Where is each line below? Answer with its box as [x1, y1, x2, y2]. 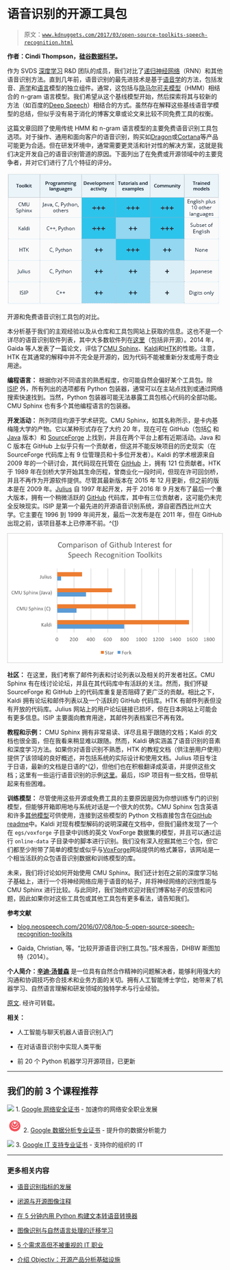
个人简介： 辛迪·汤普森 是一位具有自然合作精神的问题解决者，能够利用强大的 [7, 967, 221, 975]
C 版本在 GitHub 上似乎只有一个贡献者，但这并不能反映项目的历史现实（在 [7, 441, 216, 450]
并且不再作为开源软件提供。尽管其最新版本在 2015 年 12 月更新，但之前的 [7, 476, 214, 484]
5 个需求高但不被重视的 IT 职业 [16, 1241, 104, 1249]
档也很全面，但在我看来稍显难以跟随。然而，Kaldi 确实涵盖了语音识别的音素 [7, 736, 221, 744]
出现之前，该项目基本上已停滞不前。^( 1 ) [7, 519, 119, 527]
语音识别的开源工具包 [7, 6, 128, 22]
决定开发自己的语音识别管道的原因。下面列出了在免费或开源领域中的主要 [12, 149, 217, 158]
